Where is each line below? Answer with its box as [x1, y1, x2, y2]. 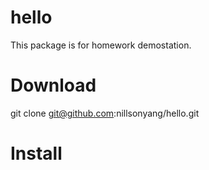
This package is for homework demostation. [10, 39, 192, 51]
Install [10, 142, 63, 165]
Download [10, 74, 97, 97]
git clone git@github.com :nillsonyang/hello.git [10, 107, 200, 119]
